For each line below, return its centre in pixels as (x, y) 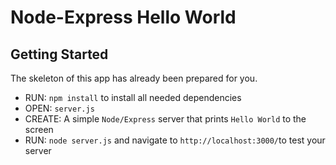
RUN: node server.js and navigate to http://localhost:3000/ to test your (175, 140)
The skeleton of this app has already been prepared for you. (134, 78)
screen (39, 129)
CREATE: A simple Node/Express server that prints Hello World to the (165, 119)
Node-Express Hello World (123, 17)
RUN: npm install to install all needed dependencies (133, 97)
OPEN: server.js (59, 108)
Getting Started (59, 54)
